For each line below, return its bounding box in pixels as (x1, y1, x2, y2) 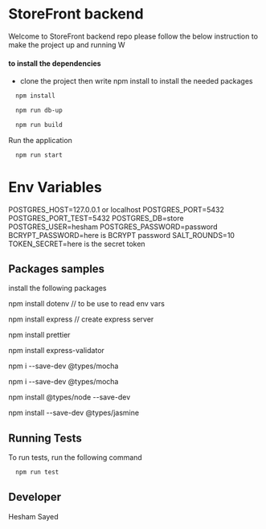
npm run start (15, 150, 63, 159)
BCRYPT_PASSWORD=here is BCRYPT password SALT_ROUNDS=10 (8, 230, 235, 240)
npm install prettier (8, 330, 71, 340)
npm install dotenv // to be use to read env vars (8, 299, 165, 309)
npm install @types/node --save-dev (8, 392, 131, 402)
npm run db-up (15, 106, 63, 115)
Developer (8, 490, 62, 504)
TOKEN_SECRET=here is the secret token (8, 239, 146, 248)
